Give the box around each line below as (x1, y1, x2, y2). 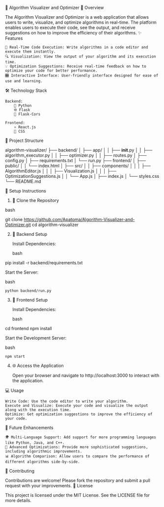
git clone (5, 217, 23, 222)
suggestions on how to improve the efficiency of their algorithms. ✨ (5, 30, 142, 35)
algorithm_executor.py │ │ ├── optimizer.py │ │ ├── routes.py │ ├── (5, 152, 147, 158)
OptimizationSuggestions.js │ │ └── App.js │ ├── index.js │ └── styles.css (5, 173, 160, 179)
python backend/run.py (5, 288, 52, 293)
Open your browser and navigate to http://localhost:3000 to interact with (12, 372, 160, 378)
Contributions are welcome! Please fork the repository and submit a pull (5, 478, 151, 483)
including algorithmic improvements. (5, 449, 82, 454)
